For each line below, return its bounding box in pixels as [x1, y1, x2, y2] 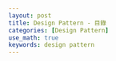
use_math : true [8, 33, 59, 42]
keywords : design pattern [8, 41, 94, 49]
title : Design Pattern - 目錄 [8, 19, 106, 27]
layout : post [8, 11, 52, 20]
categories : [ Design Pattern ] [8, 26, 110, 34]
